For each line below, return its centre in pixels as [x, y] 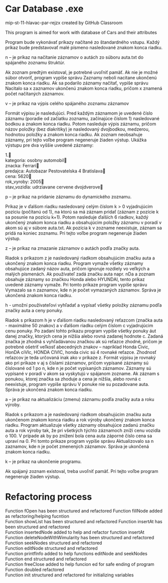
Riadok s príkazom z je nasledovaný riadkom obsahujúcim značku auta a [80, 258]
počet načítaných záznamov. [35, 93]
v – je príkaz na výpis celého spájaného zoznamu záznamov [67, 103]
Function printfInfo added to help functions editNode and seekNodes [76, 553]
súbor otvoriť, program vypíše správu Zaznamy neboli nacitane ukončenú [81, 77]
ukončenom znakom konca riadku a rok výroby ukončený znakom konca [80, 420]
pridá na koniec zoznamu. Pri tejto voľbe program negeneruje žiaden [76, 233]
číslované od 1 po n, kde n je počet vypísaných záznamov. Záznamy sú [78, 368]
